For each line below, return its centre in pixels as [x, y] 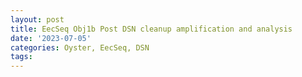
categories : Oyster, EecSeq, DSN [80, 47]
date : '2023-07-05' [51, 38]
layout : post [37, 19]
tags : [21, 57]
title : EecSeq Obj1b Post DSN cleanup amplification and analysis [151, 29]
